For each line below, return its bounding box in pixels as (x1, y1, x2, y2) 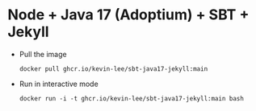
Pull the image (19, 49, 67, 59)
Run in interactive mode (19, 79, 99, 88)
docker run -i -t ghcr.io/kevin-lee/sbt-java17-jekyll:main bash (19, 94, 244, 102)
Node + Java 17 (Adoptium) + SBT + (7, 6, 250, 24)
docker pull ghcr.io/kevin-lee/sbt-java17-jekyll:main (19, 64, 208, 73)
